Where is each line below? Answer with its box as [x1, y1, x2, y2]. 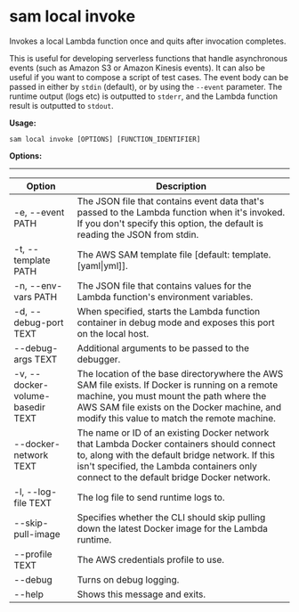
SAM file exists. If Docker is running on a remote [77, 379, 279, 391]
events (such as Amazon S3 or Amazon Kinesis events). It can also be [9, 62, 265, 73]
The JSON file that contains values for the [77, 279, 252, 291]
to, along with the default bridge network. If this [77, 448, 276, 461]
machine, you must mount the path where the [77, 389, 267, 402]
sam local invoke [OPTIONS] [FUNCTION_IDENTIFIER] [9, 135, 201, 143]
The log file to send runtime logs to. [77, 491, 225, 503]
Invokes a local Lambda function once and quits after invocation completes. [9, 36, 287, 46]
